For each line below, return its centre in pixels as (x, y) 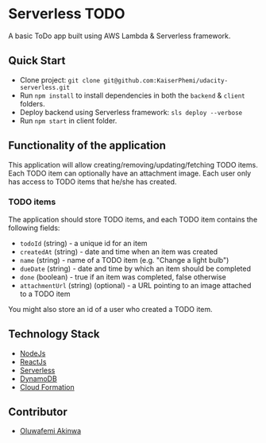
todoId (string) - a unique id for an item (84, 243)
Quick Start (37, 61)
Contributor (38, 412)
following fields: (34, 228)
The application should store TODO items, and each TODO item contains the (133, 219)
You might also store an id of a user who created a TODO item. (110, 309)
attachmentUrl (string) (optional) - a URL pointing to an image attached (135, 285)
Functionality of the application (87, 146)
